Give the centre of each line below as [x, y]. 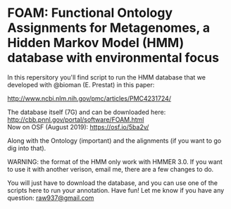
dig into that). [27, 148]
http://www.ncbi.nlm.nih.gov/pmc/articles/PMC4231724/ [89, 98]
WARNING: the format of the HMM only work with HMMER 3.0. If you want [115, 161]
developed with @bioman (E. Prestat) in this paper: [81, 84]
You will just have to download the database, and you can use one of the [113, 183]
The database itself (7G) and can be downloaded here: [87, 112]
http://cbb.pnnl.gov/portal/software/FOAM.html [76, 119]
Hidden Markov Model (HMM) [96, 43]
